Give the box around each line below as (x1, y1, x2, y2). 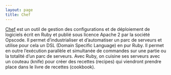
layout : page (5, 7, 33, 13)
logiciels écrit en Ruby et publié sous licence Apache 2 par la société (5, 31, 150, 37)
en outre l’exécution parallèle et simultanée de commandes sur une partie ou (5, 48, 167, 54)
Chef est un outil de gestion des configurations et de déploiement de (5, 26, 150, 32)
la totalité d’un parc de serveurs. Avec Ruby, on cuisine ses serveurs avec (5, 53, 160, 59)
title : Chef (5, 12, 31, 17)
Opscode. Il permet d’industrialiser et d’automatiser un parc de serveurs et (5, 36, 162, 43)
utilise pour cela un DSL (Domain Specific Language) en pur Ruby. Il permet (5, 42, 164, 48)
